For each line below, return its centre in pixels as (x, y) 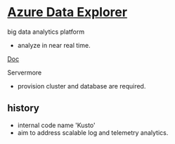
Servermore (25, 72)
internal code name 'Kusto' (57, 125)
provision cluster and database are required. (82, 86)
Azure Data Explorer (67, 12)
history (24, 109)
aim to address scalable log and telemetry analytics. (93, 132)
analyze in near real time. (54, 45)
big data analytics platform (46, 32)
